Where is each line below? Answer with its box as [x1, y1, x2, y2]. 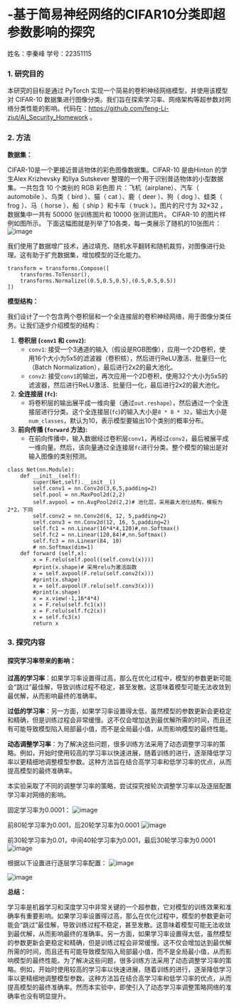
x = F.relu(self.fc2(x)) [33, 607, 107, 614]
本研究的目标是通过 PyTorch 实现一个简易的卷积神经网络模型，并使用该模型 [7, 86, 228, 95]
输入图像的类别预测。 [28, 452, 91, 460]
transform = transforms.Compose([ [7, 264, 110, 272]
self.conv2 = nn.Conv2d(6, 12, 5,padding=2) [33, 512, 167, 520]
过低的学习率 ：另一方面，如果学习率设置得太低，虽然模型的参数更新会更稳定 [7, 706, 232, 715]
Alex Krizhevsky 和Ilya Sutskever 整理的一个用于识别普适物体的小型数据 [13, 174, 224, 182]
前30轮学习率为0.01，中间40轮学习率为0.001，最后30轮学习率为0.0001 [7, 835, 216, 845]
